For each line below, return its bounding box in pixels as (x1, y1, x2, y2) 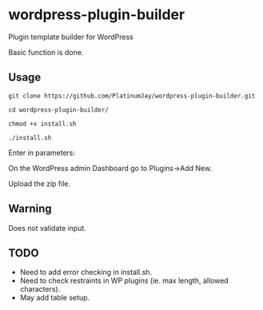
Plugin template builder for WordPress (8, 32, 133, 42)
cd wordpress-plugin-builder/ (8, 105, 110, 113)
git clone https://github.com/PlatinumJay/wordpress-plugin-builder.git (8, 92, 256, 100)
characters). (19, 284, 61, 294)
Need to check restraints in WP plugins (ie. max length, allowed (19, 276, 229, 285)
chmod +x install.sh (8, 120, 78, 128)
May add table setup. (19, 293, 90, 303)
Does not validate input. (8, 223, 86, 232)
